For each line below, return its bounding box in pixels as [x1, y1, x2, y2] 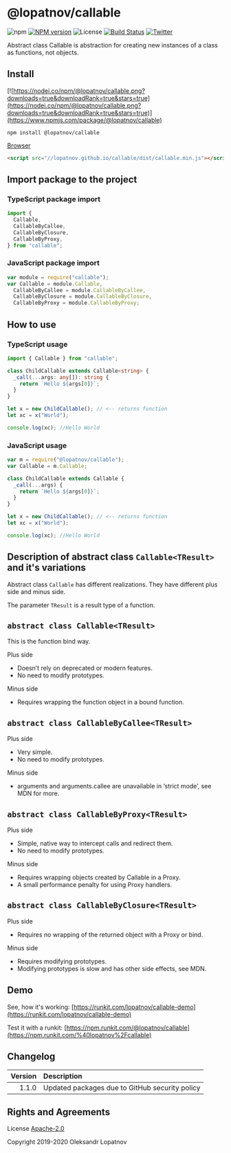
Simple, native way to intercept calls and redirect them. [16, 839, 173, 848]
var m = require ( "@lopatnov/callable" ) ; [7, 456, 125, 463]
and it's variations [7, 562, 86, 573]
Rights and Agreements [7, 1106, 111, 1118]
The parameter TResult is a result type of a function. [7, 601, 156, 609]
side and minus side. [7, 587, 66, 595]
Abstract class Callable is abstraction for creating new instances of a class [7, 41, 219, 49]
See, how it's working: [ [7, 1003, 74, 1011]
